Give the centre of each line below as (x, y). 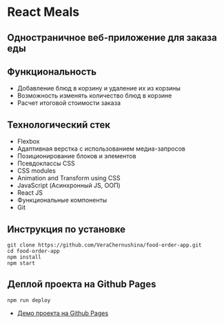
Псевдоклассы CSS (46, 164)
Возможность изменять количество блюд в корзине (94, 96)
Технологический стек (59, 125)
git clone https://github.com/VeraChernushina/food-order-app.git (104, 245)
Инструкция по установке (67, 229)
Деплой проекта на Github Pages (82, 284)
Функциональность (52, 72)
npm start (21, 263)
